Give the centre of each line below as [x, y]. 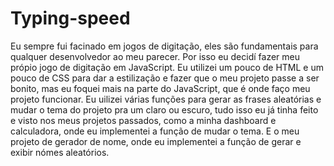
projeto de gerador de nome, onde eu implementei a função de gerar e [156, 141]
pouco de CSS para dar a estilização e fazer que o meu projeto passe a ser [165, 78]
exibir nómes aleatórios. [60, 152]
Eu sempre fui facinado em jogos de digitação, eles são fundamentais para [164, 46]
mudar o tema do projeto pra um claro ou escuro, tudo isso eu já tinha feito [164, 109]
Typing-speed [70, 18]
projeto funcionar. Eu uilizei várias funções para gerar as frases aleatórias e [166, 99]
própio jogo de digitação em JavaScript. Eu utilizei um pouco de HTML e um [167, 67]
